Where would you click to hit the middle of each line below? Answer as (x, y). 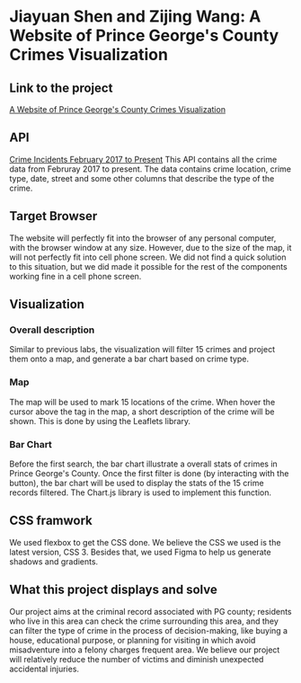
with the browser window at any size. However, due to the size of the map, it (150, 247)
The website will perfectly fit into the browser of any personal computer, (143, 238)
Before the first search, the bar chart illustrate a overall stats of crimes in (144, 464)
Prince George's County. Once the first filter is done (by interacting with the (149, 473)
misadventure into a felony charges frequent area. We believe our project (145, 650)
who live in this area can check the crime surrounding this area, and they (144, 621)
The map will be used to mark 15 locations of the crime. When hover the (142, 402)
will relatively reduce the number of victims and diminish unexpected (137, 659)
